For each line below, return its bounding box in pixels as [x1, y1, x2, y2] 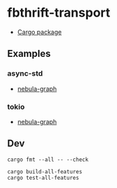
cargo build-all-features [7, 168, 82, 175]
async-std [7, 69, 43, 78]
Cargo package [17, 28, 62, 36]
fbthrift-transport [7, 5, 111, 21]
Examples [7, 48, 51, 60]
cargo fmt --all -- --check [7, 156, 89, 163]
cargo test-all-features [7, 174, 79, 181]
